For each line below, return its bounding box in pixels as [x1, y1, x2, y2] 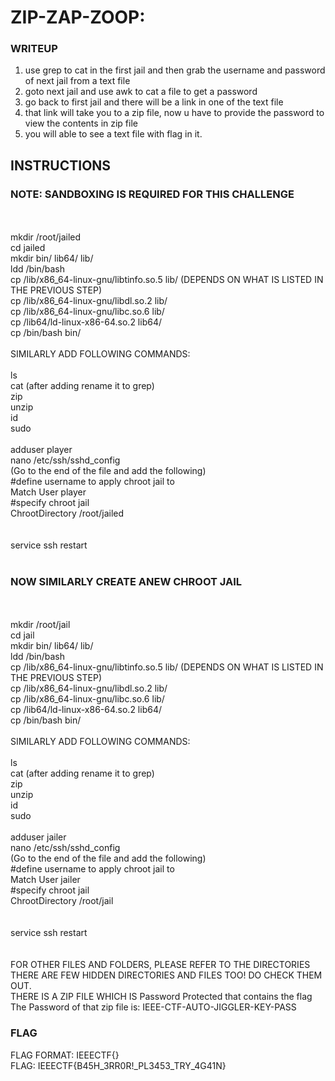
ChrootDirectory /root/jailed [10, 507, 125, 520]
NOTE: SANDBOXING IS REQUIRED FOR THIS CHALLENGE [10, 187, 295, 201]
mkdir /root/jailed [10, 231, 82, 243]
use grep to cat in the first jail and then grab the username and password [24, 64, 326, 76]
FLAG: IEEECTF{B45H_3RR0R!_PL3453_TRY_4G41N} [10, 1059, 227, 1071]
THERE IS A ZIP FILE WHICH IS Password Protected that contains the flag [10, 991, 313, 1003]
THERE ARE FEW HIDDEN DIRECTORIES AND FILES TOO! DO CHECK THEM [10, 969, 323, 981]
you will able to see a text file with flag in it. [24, 128, 203, 140]
